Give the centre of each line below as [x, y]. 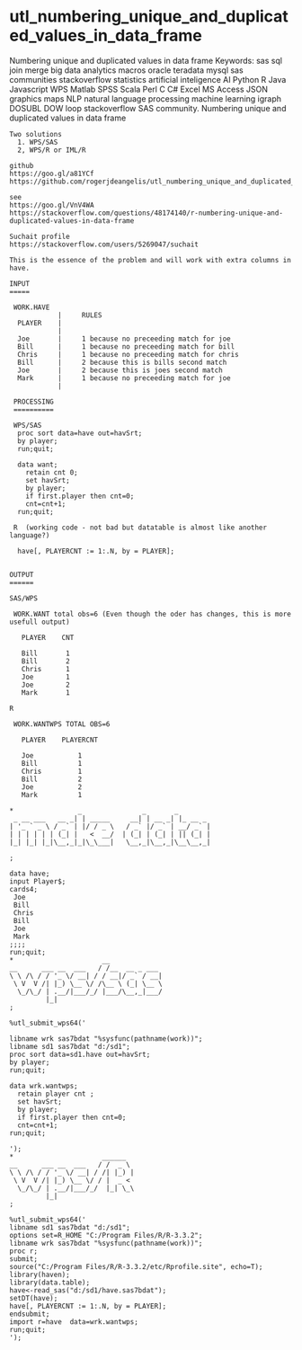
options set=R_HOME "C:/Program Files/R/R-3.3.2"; [106, 1235]
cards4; [24, 889]
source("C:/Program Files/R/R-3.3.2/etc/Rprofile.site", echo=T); [136, 1266]
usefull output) [40, 622]
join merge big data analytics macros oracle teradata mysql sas [127, 70]
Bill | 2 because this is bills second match [122, 362]
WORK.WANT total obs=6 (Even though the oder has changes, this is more [152, 614]
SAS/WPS [24, 598]
